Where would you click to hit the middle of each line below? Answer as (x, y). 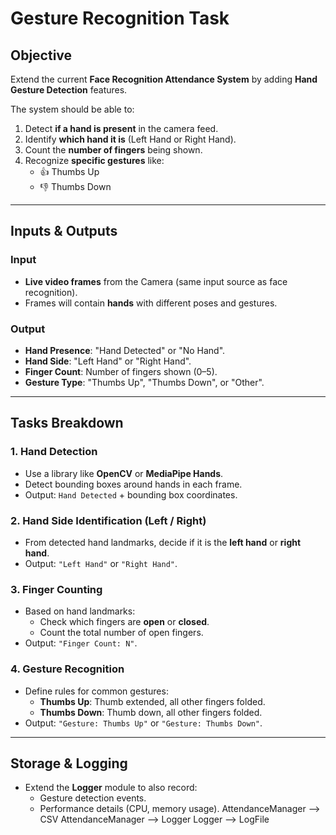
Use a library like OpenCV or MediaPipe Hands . (124, 473)
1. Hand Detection (54, 452)
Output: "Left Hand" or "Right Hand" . (101, 563)
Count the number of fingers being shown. (113, 150)
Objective (41, 55)
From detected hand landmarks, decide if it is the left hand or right (163, 542)
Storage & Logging (69, 763)
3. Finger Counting (56, 589)
